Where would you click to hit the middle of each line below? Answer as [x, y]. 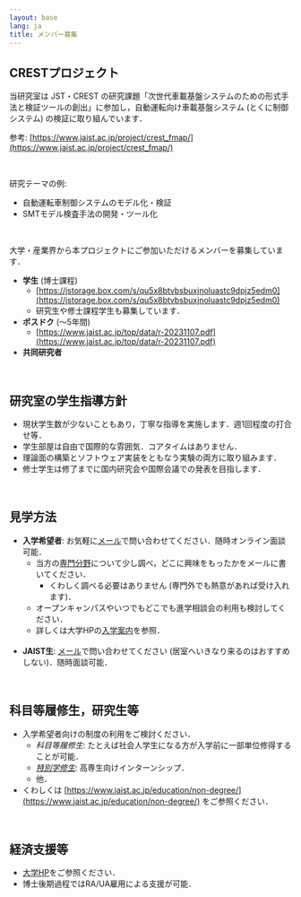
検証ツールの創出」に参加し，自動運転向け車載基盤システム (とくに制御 [157, 108]
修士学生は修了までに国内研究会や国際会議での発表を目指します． [144, 469]
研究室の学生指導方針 [68, 401]
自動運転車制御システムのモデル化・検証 [97, 203]
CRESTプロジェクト [64, 73]
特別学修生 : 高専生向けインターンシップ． [112, 767]
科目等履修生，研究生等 [74, 711]
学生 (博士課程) [50, 281]
